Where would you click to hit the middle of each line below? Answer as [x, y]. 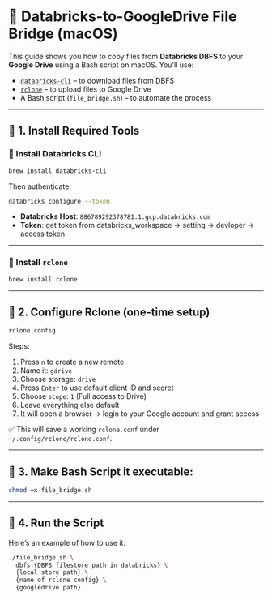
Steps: [19, 346]
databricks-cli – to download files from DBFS [97, 80]
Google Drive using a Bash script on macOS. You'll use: [101, 65]
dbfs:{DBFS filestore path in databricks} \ [92, 565]
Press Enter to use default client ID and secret [97, 388]
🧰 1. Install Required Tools [74, 131]
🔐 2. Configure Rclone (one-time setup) [109, 312]
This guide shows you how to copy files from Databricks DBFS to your [126, 56]
